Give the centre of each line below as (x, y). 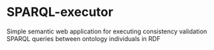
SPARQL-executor (60, 12)
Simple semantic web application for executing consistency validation (107, 31)
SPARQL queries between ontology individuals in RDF (84, 38)
